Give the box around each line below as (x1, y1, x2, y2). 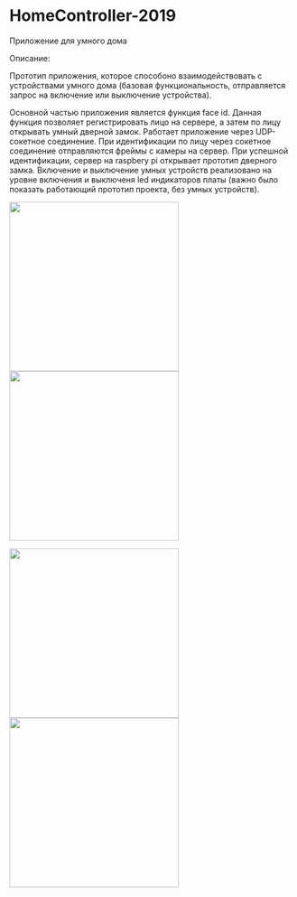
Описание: (9, 52, 51, 63)
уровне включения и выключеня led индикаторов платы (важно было (9, 173, 278, 185)
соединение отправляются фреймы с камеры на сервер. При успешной (9, 145, 289, 156)
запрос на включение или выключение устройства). (9, 89, 212, 100)
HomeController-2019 (9, 5, 177, 26)
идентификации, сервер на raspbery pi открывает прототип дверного (9, 154, 277, 165)
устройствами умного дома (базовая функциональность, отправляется (9, 79, 286, 90)
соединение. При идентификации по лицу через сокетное (47, 135, 272, 146)
